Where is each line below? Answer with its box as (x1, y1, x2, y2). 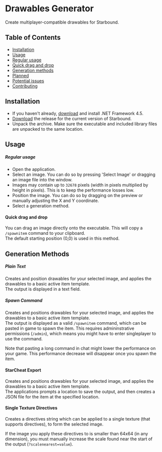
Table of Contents (5, 33, 61, 42)
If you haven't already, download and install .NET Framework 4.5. (12, 110, 143, 116)
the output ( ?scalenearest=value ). (5, 441, 73, 447)
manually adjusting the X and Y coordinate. (12, 198, 99, 203)
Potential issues (12, 78, 45, 84)
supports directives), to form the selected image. (5, 421, 104, 427)
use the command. (5, 336, 43, 342)
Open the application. (12, 166, 56, 172)
